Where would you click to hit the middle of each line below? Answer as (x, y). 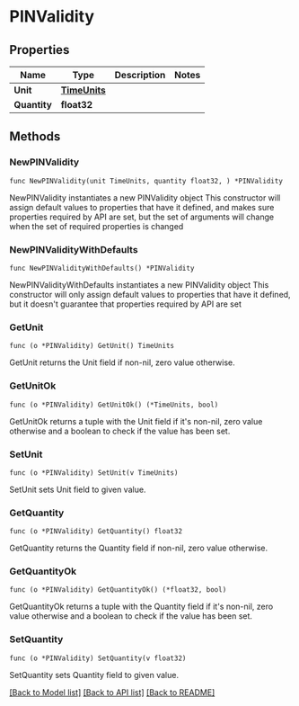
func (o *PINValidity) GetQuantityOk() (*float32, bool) (118, 590)
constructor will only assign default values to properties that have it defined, (150, 294)
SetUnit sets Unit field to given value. (78, 489)
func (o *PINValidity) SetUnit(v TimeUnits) (94, 473)
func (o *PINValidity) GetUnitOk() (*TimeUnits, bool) (114, 405)
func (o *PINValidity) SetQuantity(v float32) (98, 658)
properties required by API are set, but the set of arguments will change (142, 217)
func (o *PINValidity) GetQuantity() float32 (96, 532)
